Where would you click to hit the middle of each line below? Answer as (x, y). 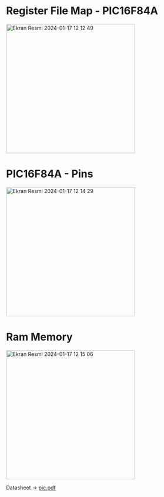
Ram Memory (39, 337)
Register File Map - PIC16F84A (82, 11)
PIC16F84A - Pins (50, 174)
